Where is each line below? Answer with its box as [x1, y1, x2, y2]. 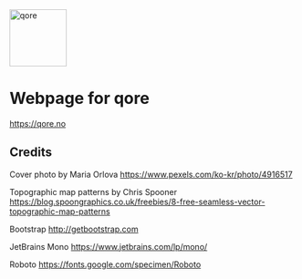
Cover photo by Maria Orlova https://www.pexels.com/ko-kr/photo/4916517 [9, 169, 294, 180]
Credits [9, 145, 53, 160]
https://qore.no [9, 118, 67, 129]
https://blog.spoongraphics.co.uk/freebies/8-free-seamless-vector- [9, 196, 266, 207]
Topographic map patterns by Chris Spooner [9, 186, 178, 197]
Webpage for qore [9, 88, 151, 108]
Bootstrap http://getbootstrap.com [9, 223, 139, 234]
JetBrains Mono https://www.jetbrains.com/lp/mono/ [9, 241, 208, 252]
